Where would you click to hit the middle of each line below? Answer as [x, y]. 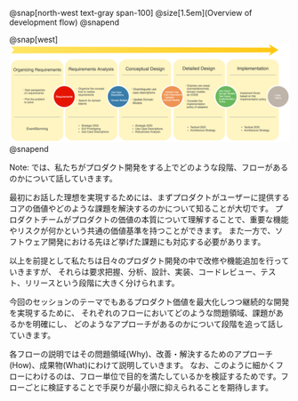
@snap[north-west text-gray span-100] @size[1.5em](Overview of [131, 13]
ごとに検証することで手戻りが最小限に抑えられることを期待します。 [149, 388]
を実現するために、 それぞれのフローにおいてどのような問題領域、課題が [143, 313]
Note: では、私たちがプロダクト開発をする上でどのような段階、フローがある [149, 167]
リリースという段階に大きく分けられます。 [102, 283]
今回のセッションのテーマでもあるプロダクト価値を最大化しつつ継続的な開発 [149, 302]
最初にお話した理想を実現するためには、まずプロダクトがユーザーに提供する [149, 197]
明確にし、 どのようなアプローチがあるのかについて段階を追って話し [158, 325]
